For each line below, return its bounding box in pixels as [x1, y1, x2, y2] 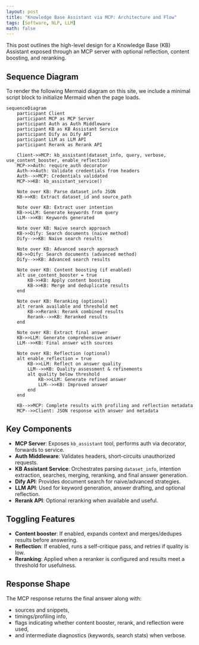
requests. [14, 458, 39, 466]
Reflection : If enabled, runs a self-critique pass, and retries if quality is [14, 542, 189, 550]
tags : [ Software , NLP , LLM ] [6, 20, 76, 26]
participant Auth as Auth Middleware [17, 121, 111, 127]
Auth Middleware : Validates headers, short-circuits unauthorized [14, 452, 176, 460]
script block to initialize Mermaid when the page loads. [6, 94, 141, 101]
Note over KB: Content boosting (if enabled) [17, 267, 132, 273]
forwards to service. [14, 446, 64, 453]
